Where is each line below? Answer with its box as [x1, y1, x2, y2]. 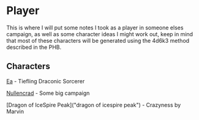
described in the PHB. [6, 43, 62, 51]
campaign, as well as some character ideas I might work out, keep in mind [6, 30, 193, 37]
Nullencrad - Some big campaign [6, 89, 90, 97]
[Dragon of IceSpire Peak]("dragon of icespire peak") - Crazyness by [6, 101, 181, 108]
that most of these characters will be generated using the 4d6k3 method [6, 37, 190, 44]
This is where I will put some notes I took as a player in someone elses [6, 24, 184, 31]
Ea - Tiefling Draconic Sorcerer [6, 77, 85, 84]
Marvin [6, 108, 24, 115]
